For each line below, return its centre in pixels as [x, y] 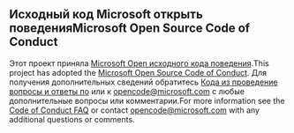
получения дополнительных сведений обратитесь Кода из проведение [143, 82]
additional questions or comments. [72, 119]
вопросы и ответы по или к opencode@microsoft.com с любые [127, 91]
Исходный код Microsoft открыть [106, 15]
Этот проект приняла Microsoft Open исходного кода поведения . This [139, 63]
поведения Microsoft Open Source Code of [129, 29]
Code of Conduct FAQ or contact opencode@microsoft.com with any [135, 110]
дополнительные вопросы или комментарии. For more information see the [147, 100]
